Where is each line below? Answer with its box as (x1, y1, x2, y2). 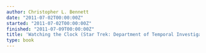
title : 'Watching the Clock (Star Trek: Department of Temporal (6, 32, 174, 38)
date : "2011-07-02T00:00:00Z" (6, 15, 84, 21)
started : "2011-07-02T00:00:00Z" (6, 20, 92, 26)
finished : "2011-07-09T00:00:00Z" (6, 26, 95, 32)
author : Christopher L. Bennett (6, 9, 89, 15)
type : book (6, 37, 34, 43)
